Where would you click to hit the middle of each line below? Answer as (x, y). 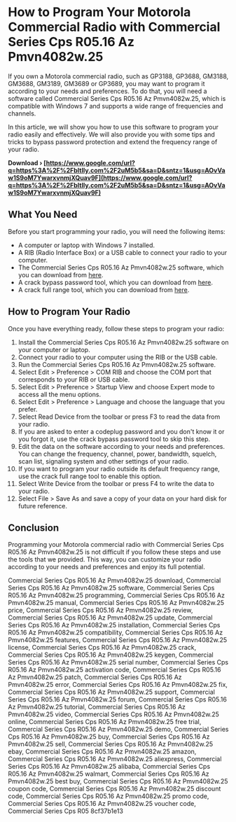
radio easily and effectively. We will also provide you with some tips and (112, 134)
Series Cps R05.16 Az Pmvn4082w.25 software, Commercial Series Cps (111, 588)
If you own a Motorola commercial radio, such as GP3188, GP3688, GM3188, (118, 76)
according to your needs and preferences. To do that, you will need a (107, 91)
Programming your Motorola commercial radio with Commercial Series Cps (116, 545)
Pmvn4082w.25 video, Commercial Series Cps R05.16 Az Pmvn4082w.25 (114, 714)
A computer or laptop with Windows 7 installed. (86, 245)
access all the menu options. (60, 394)
